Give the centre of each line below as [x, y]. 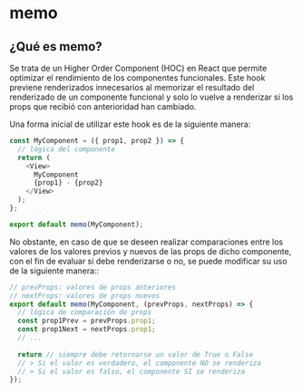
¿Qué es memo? [56, 47]
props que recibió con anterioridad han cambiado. [103, 106]
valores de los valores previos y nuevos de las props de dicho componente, [151, 251]
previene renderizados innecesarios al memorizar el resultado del [132, 87]
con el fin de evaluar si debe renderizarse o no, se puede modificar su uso [148, 261]
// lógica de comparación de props [85, 312]
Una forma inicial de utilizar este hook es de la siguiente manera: [130, 124]
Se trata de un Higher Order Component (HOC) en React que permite [138, 68]
